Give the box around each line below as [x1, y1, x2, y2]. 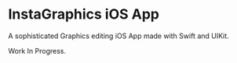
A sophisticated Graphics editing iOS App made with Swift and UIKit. [8, 31, 229, 40]
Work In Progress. [8, 46, 67, 55]
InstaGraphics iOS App [8, 5, 159, 23]
